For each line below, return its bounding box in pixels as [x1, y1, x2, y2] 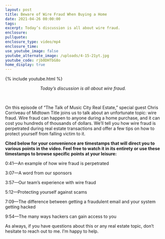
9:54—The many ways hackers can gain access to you [5, 213, 117, 220]
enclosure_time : [5, 44, 39, 49]
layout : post [5, 7, 32, 12]
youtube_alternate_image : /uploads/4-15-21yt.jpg [5, 53, 110, 58]
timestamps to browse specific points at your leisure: [5, 151, 117, 157]
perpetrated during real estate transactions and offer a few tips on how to [5, 125, 155, 131]
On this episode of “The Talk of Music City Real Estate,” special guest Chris [5, 105, 159, 111]
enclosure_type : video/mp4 [5, 40, 61, 44]
